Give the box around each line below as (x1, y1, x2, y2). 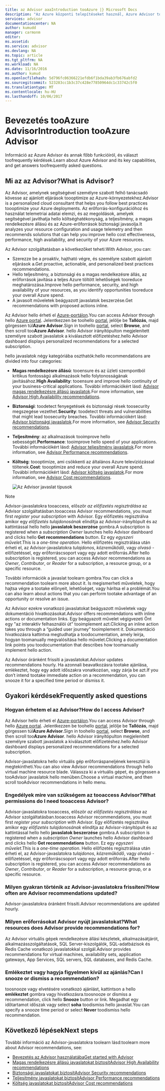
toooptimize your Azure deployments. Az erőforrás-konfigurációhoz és (5, 206, 148, 211)
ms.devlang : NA (5, 48, 36, 53)
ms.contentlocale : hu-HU (5, 89, 56, 94)
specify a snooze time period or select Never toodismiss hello (5, 1007, 131, 1012)
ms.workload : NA (5, 62, 38, 67)
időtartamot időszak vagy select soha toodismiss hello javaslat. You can (5, 1002, 150, 1008)
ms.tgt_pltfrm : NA (5, 57, 43, 62)
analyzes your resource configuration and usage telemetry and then (5, 226, 143, 232)
